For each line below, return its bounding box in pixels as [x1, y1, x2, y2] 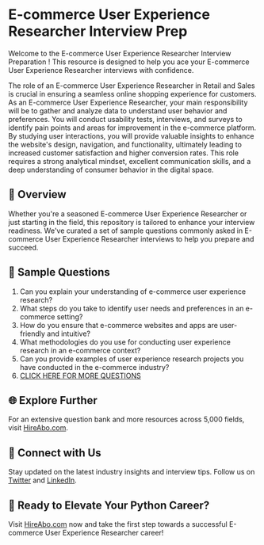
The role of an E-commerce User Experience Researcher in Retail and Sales [8, 81, 255, 90]
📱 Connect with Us [8, 446, 101, 459]
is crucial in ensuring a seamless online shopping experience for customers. [8, 89, 257, 98]
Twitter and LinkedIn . [8, 475, 77, 485]
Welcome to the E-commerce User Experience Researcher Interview [8, 48, 231, 58]
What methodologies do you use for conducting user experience [19, 337, 231, 346]
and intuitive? [47, 329, 91, 338]
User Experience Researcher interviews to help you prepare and [44, 234, 254, 243]
